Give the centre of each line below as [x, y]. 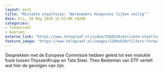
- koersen [15, 32]
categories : [17, 23]
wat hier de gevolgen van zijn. [35, 65]
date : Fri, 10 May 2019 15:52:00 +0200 [45, 18]
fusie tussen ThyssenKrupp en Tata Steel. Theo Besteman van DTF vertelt [79, 60]
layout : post [18, 9]
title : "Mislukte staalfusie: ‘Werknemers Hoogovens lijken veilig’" [77, 14]
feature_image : [20, 41]
